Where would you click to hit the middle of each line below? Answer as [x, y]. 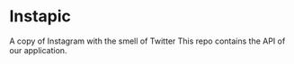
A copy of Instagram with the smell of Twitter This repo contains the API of [147, 41]
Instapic [40, 16]
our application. [38, 50]
